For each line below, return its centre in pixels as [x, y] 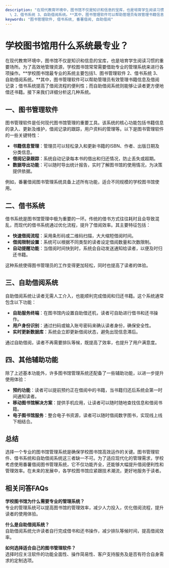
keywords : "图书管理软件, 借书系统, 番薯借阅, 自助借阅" [59, 19]
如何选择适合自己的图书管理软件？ [40, 548]
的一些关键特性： [23, 135]
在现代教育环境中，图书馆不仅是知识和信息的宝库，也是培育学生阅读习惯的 [82, 60]
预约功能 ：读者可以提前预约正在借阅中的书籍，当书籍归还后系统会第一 [85, 390]
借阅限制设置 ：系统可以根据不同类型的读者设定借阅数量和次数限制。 [83, 242]
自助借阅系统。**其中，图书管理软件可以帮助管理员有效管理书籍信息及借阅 [82, 80]
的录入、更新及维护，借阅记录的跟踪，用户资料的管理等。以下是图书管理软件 [84, 129]
